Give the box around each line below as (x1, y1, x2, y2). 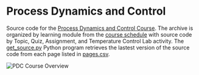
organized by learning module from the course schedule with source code (6, 30, 192, 38)
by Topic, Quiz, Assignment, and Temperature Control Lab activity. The (6, 37, 184, 45)
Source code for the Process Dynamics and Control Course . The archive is (6, 24, 194, 32)
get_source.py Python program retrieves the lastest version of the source (6, 44, 190, 51)
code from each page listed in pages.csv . (6, 50, 110, 57)
